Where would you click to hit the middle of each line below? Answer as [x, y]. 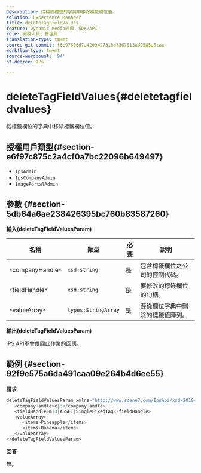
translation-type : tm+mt [37, 39]
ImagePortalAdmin [36, 185]
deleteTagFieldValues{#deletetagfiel [99, 96]
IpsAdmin [26, 172]
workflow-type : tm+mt [33, 51]
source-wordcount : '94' [36, 56]
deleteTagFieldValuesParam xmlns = [49, 400]
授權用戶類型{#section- [50, 147]
